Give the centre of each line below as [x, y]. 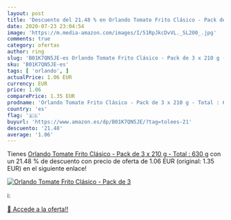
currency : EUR [27, 84]
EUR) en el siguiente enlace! [47, 169]
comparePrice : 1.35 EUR [41, 97]
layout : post [26, 13]
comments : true [29, 39]
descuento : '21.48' [35, 128]
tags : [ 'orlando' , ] [38, 71]
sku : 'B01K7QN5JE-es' [38, 64]
